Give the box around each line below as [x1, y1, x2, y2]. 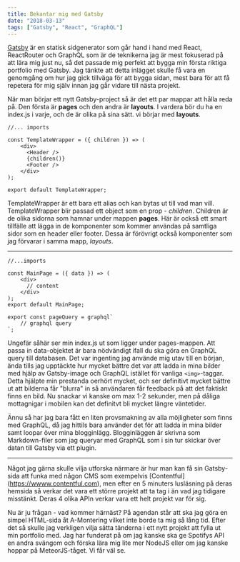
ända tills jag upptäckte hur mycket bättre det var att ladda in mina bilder [7, 361, 221, 370]
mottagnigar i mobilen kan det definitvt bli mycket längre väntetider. [7, 399, 206, 408]
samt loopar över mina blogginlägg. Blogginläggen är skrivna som [7, 428, 201, 437]
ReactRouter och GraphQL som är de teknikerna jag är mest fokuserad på [7, 51, 224, 59]
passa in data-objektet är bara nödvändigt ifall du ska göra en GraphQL [7, 346, 217, 355]
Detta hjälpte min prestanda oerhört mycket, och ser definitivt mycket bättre [7, 376, 231, 386]
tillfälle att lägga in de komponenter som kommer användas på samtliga [7, 222, 217, 231]
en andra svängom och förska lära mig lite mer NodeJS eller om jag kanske [7, 538, 229, 547]
